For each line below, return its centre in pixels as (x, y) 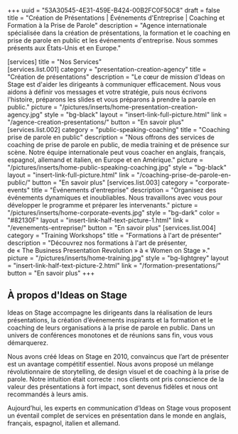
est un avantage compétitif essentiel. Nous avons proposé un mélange (111, 364)
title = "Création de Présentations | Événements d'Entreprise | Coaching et (116, 18)
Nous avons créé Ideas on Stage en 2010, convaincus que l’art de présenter (118, 356)
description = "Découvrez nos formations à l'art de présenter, (97, 243)
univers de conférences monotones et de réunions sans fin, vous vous (110, 335)
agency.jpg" (25, 114)
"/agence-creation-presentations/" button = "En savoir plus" (96, 122)
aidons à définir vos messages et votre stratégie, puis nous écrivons (107, 92)
